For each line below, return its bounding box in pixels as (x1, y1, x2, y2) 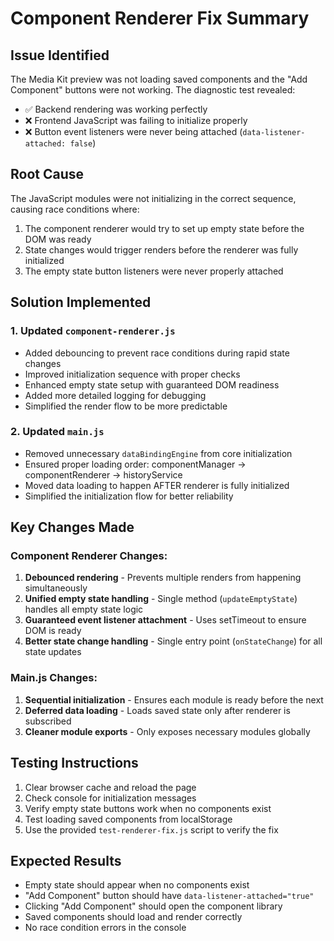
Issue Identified (10, 47, 110, 64)
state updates (24, 646, 82, 658)
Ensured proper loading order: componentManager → (24, 458, 247, 470)
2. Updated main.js (10, 425, 105, 439)
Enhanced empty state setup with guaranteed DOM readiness (24, 378, 280, 391)
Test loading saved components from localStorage (24, 813, 233, 825)
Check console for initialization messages (24, 792, 197, 804)
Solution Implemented (10, 294, 152, 311)
